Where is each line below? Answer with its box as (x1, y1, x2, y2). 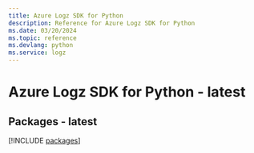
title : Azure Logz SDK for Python (8, 11, 124, 20)
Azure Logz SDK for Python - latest (8, 83, 246, 101)
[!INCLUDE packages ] (8, 136, 81, 145)
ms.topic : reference (8, 33, 78, 42)
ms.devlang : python (8, 41, 74, 49)
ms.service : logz (8, 49, 67, 57)
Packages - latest (8, 115, 98, 128)
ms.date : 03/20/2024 (8, 26, 78, 34)
